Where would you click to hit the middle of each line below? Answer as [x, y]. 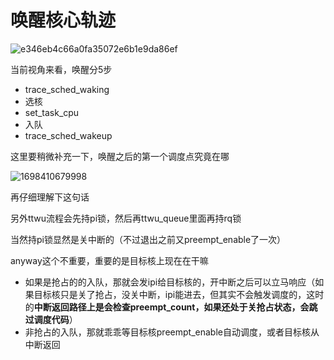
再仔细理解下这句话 [50, 197]
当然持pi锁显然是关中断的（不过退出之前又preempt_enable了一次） [148, 239]
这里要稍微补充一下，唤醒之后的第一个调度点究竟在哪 [120, 156]
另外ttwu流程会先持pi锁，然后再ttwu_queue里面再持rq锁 [126, 218]
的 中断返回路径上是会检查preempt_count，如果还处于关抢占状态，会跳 [171, 307]
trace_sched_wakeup [68, 135]
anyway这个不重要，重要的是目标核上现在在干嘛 [109, 260]
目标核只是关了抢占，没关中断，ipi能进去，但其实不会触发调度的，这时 [179, 294]
